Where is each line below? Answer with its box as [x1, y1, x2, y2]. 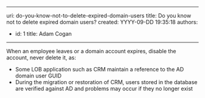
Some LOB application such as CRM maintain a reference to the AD [15, 66, 184, 73]
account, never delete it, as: [6, 54, 76, 61]
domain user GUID [15, 72, 62, 79]
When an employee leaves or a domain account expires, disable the [6, 48, 177, 54]
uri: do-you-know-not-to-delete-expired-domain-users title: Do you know [6, 12, 192, 19]
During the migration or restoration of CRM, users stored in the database [15, 79, 198, 85]
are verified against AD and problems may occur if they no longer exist [15, 85, 193, 92]
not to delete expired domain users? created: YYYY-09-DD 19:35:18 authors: [6, 19, 198, 25]
